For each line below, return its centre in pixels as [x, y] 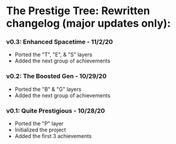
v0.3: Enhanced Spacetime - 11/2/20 [60, 42]
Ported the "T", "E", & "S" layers [54, 55]
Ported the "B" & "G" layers [48, 89]
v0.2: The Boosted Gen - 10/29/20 [56, 76]
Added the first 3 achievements [53, 136]
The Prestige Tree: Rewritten [78, 11]
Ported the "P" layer [39, 124]
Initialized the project [40, 130]
